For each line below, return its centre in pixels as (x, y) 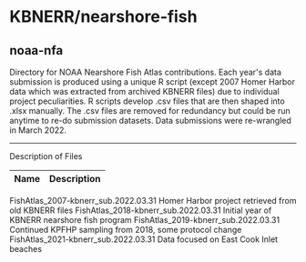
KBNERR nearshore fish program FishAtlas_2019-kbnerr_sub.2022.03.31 (145, 220)
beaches (26, 249)
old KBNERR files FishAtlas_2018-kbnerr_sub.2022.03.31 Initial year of (141, 210)
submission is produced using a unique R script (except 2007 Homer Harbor (153, 82)
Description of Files (46, 156)
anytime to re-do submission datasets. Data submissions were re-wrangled (150, 121)
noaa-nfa (36, 50)
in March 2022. (38, 130)
